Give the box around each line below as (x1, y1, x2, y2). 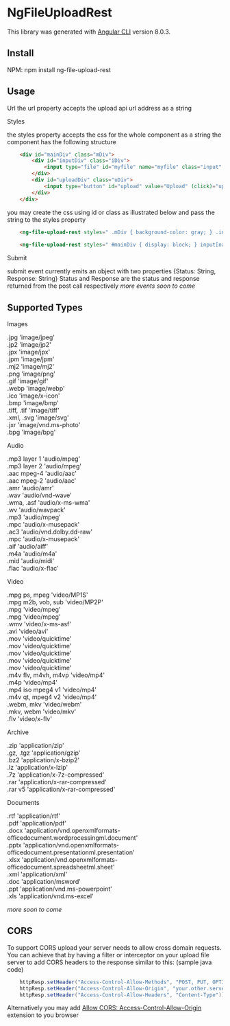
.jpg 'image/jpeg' (7, 333, 55, 341)
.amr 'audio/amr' (7, 484, 54, 492)
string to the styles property (7, 215, 86, 224)
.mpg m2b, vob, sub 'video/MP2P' (7, 598, 104, 606)
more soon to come (7, 905, 62, 913)
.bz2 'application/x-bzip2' (7, 756, 80, 764)
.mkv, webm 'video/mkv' (7, 707, 77, 716)
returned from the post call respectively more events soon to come (7, 282, 196, 290)
